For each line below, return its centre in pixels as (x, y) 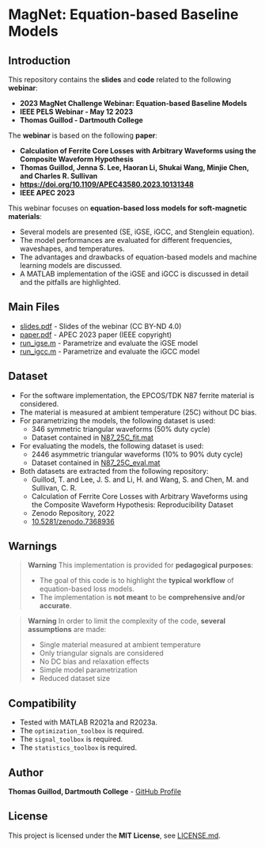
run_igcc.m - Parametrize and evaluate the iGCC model (110, 351)
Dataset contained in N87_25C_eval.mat (96, 462)
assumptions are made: (67, 630)
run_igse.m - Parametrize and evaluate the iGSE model (109, 343)
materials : (25, 216)
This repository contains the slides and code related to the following (120, 79)
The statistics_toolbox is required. (78, 748)
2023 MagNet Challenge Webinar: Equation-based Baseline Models (133, 103)
